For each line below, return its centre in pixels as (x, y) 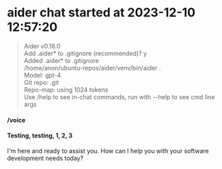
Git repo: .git (41, 82)
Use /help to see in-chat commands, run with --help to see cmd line (119, 96)
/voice (16, 120)
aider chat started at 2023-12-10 (101, 13)
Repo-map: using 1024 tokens (66, 90)
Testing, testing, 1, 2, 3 (40, 135)
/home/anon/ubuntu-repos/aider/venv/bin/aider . (92, 68)
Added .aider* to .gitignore (61, 60)
